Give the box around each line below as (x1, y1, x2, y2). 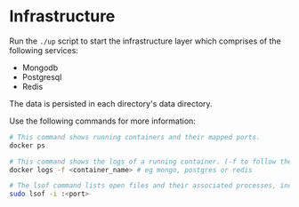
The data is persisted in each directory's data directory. (9, 98, 213, 108)
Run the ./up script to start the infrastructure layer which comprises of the (9, 36, 282, 46)
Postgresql (21, 71, 62, 82)
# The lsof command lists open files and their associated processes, (9, 181, 277, 190)
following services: (9, 44, 78, 55)
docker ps (9, 140, 46, 150)
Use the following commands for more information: (9, 115, 196, 126)
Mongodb (21, 62, 59, 73)
